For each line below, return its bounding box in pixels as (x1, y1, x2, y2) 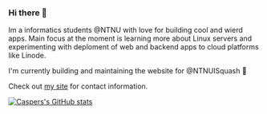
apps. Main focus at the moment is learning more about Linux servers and (8, 33, 253, 43)
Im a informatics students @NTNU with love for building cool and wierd (8, 26, 243, 35)
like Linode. (8, 51, 47, 61)
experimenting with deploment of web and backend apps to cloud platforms (8, 42, 259, 52)
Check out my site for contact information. (8, 81, 148, 91)
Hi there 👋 (8, 7, 48, 18)
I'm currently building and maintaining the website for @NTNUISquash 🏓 (8, 66, 247, 76)
